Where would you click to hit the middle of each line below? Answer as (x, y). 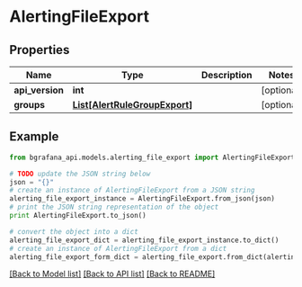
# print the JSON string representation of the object (114, 207)
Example (34, 137)
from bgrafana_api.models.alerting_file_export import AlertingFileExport (152, 157)
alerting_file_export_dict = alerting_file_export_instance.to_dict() (144, 240)
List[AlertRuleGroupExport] (133, 105)
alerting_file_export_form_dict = (74, 257)
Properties (40, 50)
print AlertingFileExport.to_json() (78, 216)
